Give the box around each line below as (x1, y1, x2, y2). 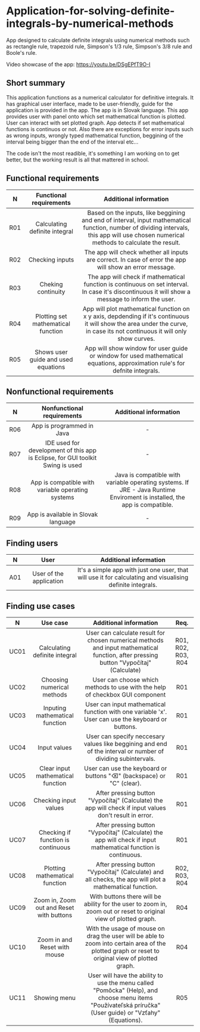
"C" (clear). (109, 779, 142, 787)
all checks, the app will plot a (85, 875, 166, 883)
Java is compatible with (114, 471, 180, 479)
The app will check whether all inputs (84, 248, 189, 256)
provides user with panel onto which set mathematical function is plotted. (6, 113, 186, 120)
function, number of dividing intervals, (83, 223, 189, 232)
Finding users (6, 538, 58, 548)
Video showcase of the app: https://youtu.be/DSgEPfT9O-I (6, 61, 151, 68)
